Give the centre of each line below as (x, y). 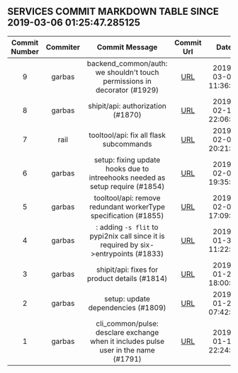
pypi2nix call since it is (127, 236)
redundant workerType (127, 207)
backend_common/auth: (127, 63)
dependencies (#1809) (127, 307)
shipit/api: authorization (127, 105)
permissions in (127, 81)
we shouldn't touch (127, 72)
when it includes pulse (127, 341)
